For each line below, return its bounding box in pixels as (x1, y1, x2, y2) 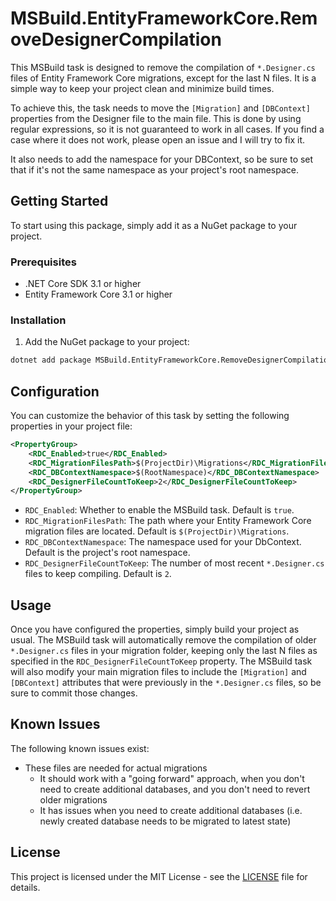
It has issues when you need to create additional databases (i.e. (39, 804, 303, 816)
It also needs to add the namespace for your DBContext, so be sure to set (10, 153, 314, 165)
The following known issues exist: (10, 742, 150, 754)
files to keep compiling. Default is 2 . (24, 568, 172, 580)
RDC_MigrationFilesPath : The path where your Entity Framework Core (24, 515, 312, 527)
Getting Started (10, 193, 109, 210)
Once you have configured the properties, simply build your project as (10, 623, 300, 636)
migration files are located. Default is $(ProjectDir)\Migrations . (24, 525, 290, 537)
